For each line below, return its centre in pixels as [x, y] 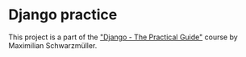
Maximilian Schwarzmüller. [53, 45]
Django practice [63, 15]
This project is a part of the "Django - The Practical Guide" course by [123, 37]
